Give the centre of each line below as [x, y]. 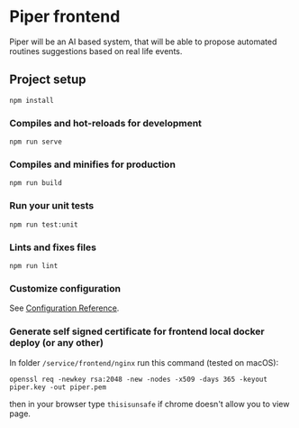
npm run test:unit [44, 224]
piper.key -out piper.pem [58, 387]
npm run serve [36, 142]
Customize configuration [65, 288]
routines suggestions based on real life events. [96, 51]
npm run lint [34, 265]
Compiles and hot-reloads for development [106, 123]
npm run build [36, 183]
